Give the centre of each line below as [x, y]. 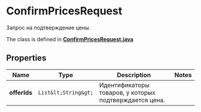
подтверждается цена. [132, 100]
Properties [26, 58]
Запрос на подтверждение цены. [48, 28]
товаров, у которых [127, 92]
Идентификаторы [124, 85]
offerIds [21, 92]
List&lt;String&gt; [66, 92]
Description [134, 75]
